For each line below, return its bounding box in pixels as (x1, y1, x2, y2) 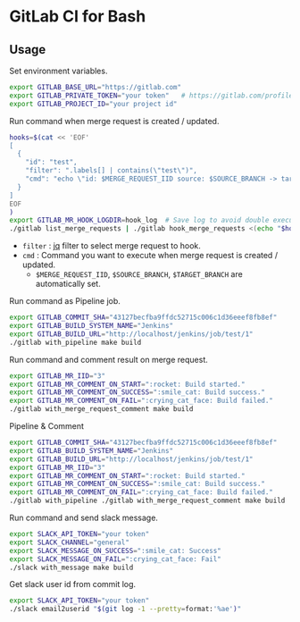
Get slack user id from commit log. (9, 579, 137, 590)
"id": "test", (25, 158, 78, 167)
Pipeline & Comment (9, 421, 85, 431)
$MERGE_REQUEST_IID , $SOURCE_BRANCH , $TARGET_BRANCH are (35, 269, 243, 280)
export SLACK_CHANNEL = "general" (9, 538, 129, 547)
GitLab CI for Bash (9, 6, 146, 27)
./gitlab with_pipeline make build (9, 338, 142, 347)
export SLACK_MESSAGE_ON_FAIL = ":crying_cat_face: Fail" (9, 554, 221, 564)
